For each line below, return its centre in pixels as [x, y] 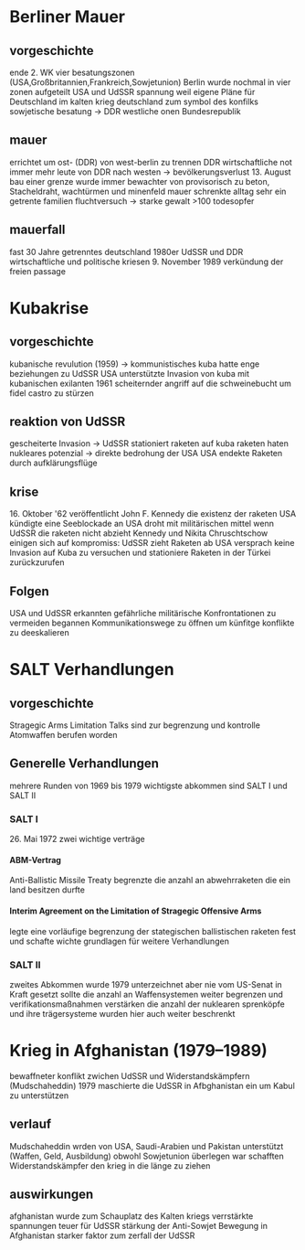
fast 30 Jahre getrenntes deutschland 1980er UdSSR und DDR [126, 251]
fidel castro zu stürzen [52, 393]
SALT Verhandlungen [92, 670]
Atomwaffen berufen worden [63, 735]
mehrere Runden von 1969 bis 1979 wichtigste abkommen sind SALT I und [148, 785]
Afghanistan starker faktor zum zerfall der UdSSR [102, 1235]
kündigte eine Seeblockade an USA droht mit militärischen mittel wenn [142, 524]
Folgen [30, 591]
